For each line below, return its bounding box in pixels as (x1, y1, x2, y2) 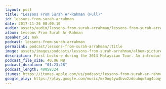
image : (5, 48, 19, 53)
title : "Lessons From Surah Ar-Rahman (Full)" (5, 12, 103, 17)
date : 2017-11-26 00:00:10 (5, 21, 61, 26)
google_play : (5, 76, 32, 81)
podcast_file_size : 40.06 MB (5, 58, 65, 63)
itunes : (5, 72, 21, 77)
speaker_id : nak (5, 35, 39, 40)
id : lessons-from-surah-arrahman (5, 16, 74, 21)
